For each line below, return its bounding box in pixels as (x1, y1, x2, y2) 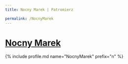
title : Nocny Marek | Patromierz (5, 7, 74, 12)
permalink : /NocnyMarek (5, 16, 54, 21)
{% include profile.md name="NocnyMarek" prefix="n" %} (5, 54, 124, 60)
